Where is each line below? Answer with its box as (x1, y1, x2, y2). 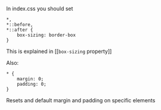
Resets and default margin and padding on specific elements (6, 97, 156, 103)
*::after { (6, 27, 33, 33)
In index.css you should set (6, 5, 73, 12)
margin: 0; (17, 76, 44, 82)
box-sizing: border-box (17, 32, 76, 38)
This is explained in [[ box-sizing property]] (6, 48, 112, 55)
